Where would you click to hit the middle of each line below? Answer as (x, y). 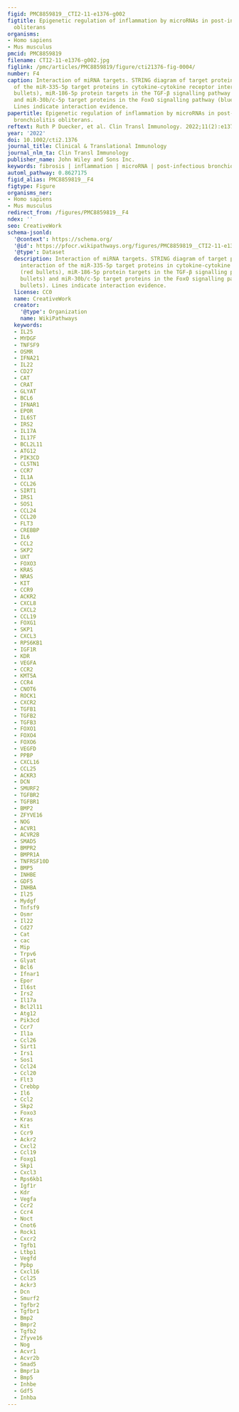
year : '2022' (27, 133)
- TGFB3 (25, 722)
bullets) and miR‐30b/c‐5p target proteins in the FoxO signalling (122, 278)
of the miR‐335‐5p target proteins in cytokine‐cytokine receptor (114, 87)
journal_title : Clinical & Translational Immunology (87, 147)
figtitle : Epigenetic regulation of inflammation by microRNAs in (108, 21)
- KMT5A (25, 676)
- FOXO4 (25, 736)
